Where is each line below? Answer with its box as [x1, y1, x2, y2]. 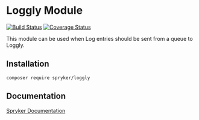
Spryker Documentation [6, 107, 66, 114]
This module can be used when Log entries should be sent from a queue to [6, 35, 193, 42]
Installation [6, 59, 49, 69]
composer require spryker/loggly [6, 74, 90, 81]
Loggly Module [6, 4, 83, 17]
